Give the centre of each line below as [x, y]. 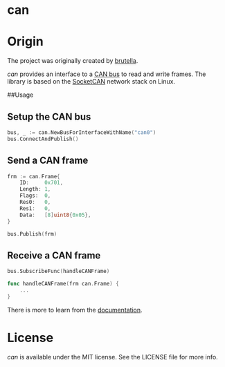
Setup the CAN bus [49, 116]
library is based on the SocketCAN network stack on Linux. [91, 82]
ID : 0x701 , [42, 183]
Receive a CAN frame [54, 255]
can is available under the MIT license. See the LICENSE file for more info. [112, 357]
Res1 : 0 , [35, 208]
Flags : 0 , [35, 196]
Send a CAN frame [48, 161]
